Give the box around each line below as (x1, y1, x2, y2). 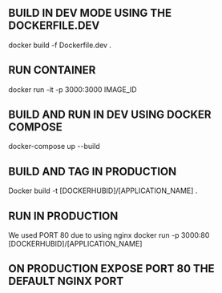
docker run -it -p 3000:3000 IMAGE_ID (8, 84, 138, 94)
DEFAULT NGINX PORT (8, 275, 124, 288)
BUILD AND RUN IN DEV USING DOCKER (8, 108, 212, 122)
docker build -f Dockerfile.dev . (8, 40, 112, 50)
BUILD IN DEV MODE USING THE (8, 6, 172, 20)
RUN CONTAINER (8, 63, 96, 77)
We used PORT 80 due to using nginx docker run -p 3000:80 (8, 231, 210, 240)
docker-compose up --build (8, 142, 100, 151)
